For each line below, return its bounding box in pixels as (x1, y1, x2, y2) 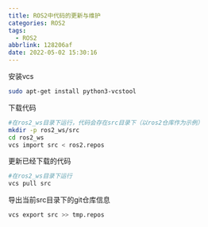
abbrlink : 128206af (8, 41, 73, 49)
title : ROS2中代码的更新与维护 (8, 11, 101, 20)
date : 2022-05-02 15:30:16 (8, 49, 98, 57)
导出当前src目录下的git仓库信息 (8, 195, 110, 205)
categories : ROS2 (8, 19, 66, 27)
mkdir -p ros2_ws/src (8, 126, 80, 134)
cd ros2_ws (8, 133, 44, 142)
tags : (8, 26, 26, 34)
